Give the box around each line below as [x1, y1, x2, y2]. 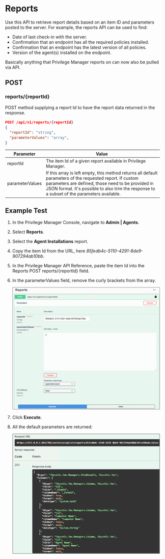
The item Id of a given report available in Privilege [46, 158, 146, 164]
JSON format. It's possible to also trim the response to [46, 186, 156, 192]
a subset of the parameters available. [46, 191, 121, 196]
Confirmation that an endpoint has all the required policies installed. [12, 39, 149, 45]
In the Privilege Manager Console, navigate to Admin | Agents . [12, 220, 139, 225]
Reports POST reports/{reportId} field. [12, 268, 90, 274]
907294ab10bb [12, 253, 43, 259]
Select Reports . [12, 229, 44, 235]
